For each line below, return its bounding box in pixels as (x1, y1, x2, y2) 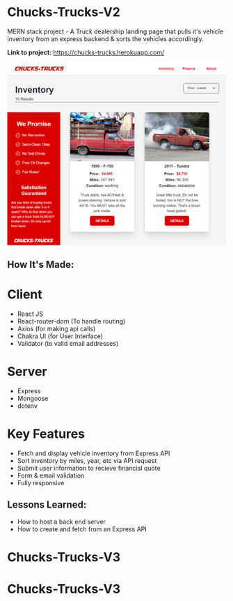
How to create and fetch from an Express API (17, 524, 147, 533)
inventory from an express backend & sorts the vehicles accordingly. (7, 34, 204, 43)
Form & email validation (17, 471, 85, 480)
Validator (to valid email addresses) (17, 340, 119, 348)
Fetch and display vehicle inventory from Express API (17, 449, 170, 457)
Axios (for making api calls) (17, 325, 96, 333)
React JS (17, 310, 44, 318)
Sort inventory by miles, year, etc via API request (17, 456, 157, 464)
